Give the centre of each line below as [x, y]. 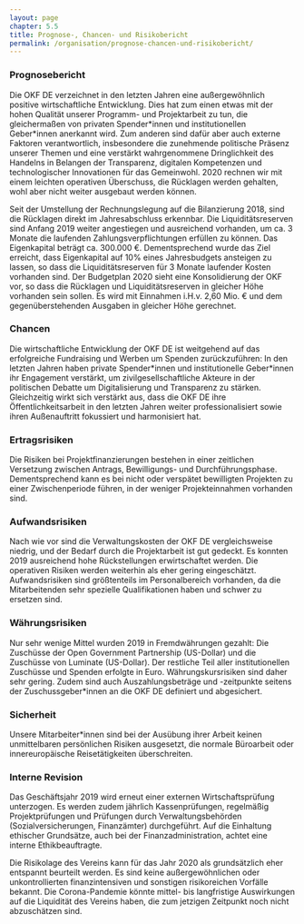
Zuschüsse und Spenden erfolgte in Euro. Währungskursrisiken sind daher [148, 671]
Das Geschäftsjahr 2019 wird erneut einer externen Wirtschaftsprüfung [142, 797]
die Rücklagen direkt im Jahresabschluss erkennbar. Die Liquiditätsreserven [151, 218]
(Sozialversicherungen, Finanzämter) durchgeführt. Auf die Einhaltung [141, 826]
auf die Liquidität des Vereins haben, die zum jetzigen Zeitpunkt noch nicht [149, 901]
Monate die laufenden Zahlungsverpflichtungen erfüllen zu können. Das [144, 238]
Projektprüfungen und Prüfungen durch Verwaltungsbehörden [126, 816]
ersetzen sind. [36, 600]
